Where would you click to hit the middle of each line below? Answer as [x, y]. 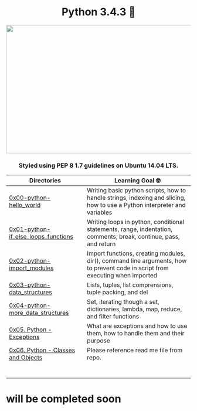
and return [101, 244]
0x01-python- [30, 229]
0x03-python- [30, 285]
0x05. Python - [30, 330]
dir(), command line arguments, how [137, 261]
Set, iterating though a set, [123, 302]
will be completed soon [64, 399]
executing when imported [122, 276]
